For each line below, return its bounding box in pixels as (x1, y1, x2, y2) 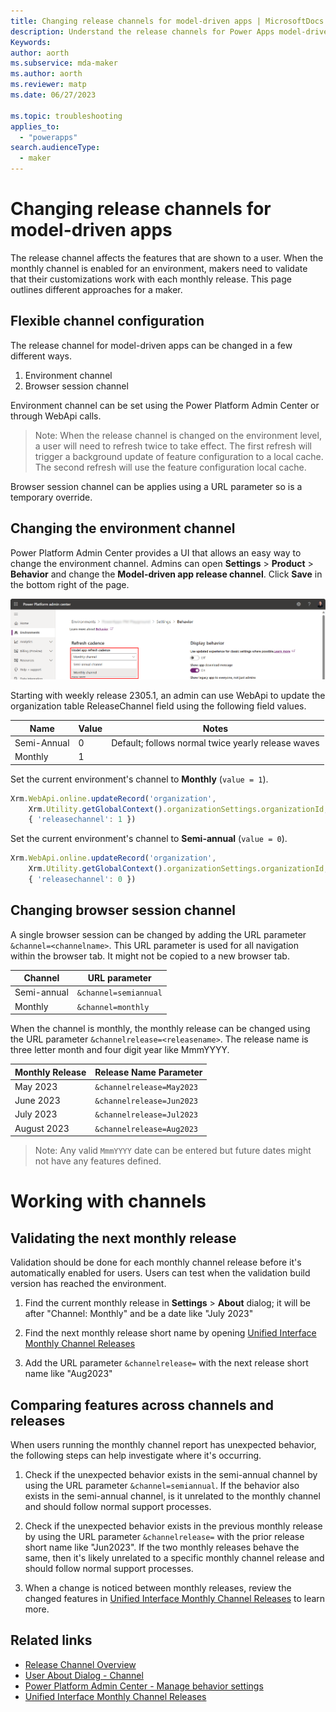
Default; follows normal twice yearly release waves (111, 736, 320, 749)
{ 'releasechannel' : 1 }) (28, 815, 137, 825)
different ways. (10, 350, 72, 362)
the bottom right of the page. (10, 578, 130, 590)
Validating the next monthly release (10, 1230, 237, 1247)
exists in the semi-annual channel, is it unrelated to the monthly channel (24, 1490, 321, 1502)
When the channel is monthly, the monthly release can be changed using (10, 1023, 311, 1035)
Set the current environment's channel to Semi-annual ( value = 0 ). (10, 833, 288, 845)
